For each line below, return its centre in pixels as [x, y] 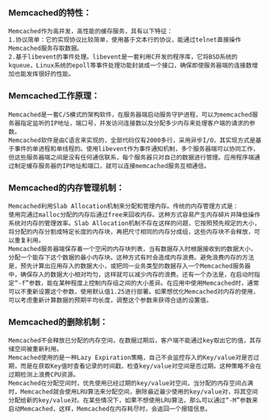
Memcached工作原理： [54, 96]
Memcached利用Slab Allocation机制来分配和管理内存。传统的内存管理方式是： [124, 206]
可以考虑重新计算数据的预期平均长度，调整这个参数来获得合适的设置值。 [110, 300]
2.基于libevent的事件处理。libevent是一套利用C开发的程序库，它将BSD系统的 [123, 57]
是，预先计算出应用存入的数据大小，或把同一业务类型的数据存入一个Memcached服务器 [130, 266]
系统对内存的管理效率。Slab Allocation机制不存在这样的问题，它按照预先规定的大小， [134, 223]
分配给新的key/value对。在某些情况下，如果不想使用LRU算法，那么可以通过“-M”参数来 [133, 401]
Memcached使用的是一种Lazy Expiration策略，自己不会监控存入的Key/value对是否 [131, 358]
